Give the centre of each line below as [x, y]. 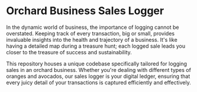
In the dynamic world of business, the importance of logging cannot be [93, 27]
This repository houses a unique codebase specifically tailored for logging [97, 64]
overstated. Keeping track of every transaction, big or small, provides [91, 33]
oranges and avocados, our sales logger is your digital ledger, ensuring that [98, 76]
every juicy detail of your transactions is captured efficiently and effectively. [98, 82]
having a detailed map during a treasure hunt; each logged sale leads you [96, 46]
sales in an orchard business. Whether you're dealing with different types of [98, 70]
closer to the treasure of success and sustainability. [69, 52]
